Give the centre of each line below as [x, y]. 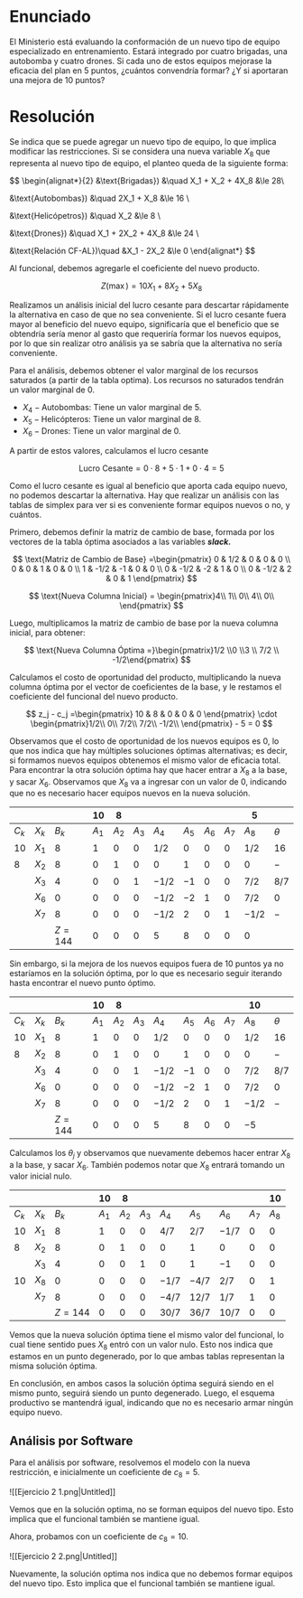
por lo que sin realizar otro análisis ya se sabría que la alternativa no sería [146, 343]
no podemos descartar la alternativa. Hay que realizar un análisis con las [144, 495]
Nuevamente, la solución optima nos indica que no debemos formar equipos [151, 1574]
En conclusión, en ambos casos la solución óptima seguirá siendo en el [142, 1384]
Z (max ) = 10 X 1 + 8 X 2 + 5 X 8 [151, 287]
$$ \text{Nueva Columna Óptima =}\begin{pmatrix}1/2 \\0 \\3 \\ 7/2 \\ [151, 650]
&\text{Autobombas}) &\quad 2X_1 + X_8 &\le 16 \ [99, 198]
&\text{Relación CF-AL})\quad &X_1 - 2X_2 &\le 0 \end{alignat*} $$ [132, 250]
